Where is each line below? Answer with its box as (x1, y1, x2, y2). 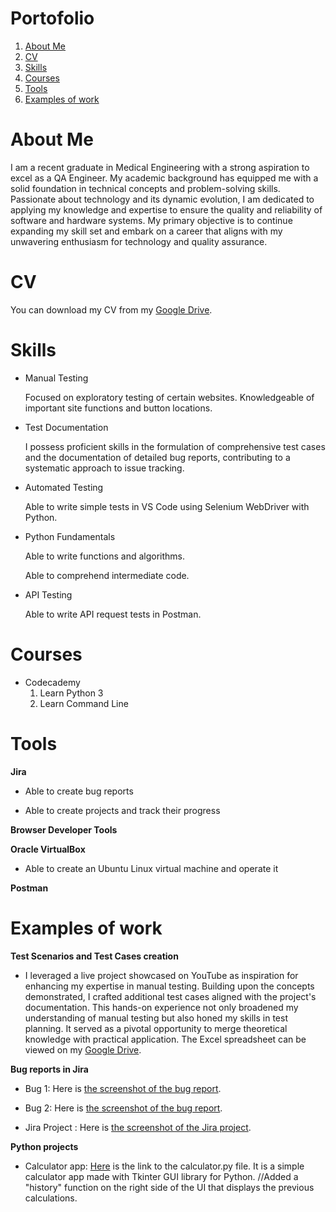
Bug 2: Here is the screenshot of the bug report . (24, 1102, 223, 1114)
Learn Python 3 (39, 687, 104, 699)
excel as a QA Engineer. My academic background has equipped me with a (10, 172, 319, 184)
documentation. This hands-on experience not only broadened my (24, 1001, 299, 1013)
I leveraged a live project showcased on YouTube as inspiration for (24, 969, 299, 981)
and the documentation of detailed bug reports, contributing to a (24, 451, 291, 463)
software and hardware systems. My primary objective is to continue (10, 214, 293, 226)
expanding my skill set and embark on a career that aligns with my (10, 225, 283, 237)
